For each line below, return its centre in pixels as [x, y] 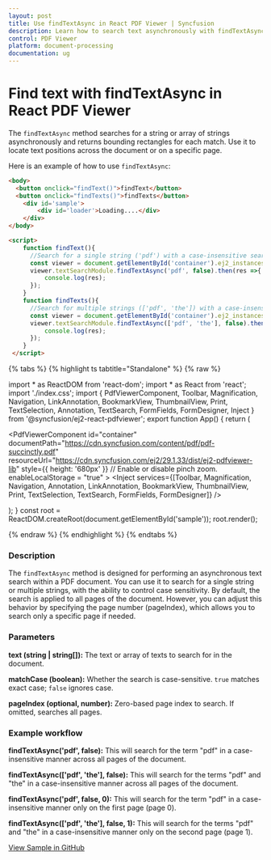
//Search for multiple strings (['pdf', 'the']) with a [125, 308]
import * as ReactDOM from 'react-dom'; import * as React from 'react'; [127, 384]
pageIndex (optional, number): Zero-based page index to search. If [121, 703]
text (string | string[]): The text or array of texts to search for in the [120, 655]
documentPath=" [37, 443]
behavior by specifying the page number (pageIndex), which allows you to [132, 608]
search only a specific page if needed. [72, 616]
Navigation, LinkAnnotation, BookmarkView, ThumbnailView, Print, [118, 402]
